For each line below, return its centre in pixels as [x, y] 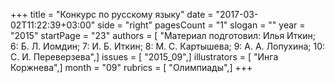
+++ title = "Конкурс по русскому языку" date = [112, 14]
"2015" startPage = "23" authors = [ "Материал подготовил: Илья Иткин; [163, 35]
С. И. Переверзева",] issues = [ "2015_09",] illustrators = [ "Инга [144, 57]
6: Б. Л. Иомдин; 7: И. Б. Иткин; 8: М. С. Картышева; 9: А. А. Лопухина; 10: [168, 46]
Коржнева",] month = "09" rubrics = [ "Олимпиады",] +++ [131, 67]
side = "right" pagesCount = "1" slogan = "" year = [201, 25]
